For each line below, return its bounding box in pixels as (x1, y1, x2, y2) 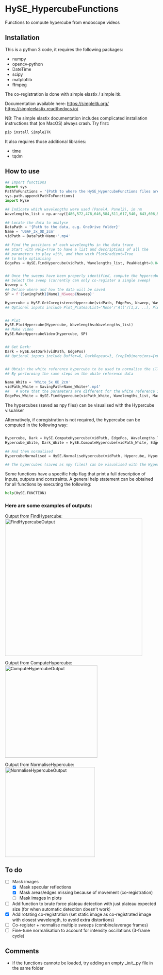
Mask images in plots (19, 895, 62, 901)
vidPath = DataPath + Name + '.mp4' (5, 234, 70, 239)
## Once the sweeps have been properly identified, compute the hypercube (5, 274, 160, 279)
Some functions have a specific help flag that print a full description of (5, 471, 146, 477)
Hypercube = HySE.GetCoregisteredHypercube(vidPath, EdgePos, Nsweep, (5, 300, 151, 305)
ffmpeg (12, 82, 27, 87)
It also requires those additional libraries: (5, 139, 86, 144)
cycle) (12, 933, 25, 939)
